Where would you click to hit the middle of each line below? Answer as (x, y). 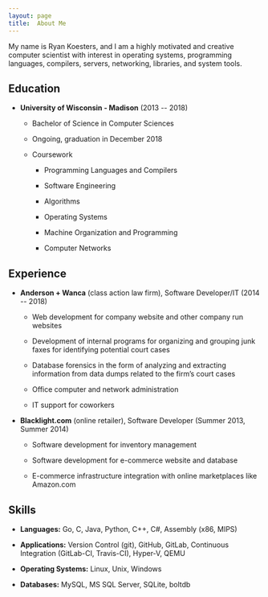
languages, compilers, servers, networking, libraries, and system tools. (125, 63)
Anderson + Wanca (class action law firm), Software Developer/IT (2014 (140, 293)
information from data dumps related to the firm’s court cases (134, 374)
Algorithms (62, 201)
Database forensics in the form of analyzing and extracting (129, 365)
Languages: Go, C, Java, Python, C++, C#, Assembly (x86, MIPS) (129, 529)
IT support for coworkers (73, 405)
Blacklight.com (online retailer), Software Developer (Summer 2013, (133, 421)
